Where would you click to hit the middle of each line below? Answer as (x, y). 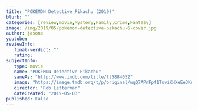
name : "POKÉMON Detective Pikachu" (57, 72)
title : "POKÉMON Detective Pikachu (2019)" (60, 11)
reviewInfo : (21, 45)
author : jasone (25, 33)
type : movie (29, 66)
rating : (23, 55)
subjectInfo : (22, 60)
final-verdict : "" (37, 50)
